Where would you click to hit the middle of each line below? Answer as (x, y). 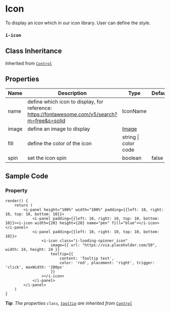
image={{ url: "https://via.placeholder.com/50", (104, 245)
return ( (24, 205)
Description (72, 93)
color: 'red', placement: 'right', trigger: (107, 263)
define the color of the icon (60, 144)
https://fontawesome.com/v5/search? (72, 114)
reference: (40, 108)
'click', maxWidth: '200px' (35, 268)
